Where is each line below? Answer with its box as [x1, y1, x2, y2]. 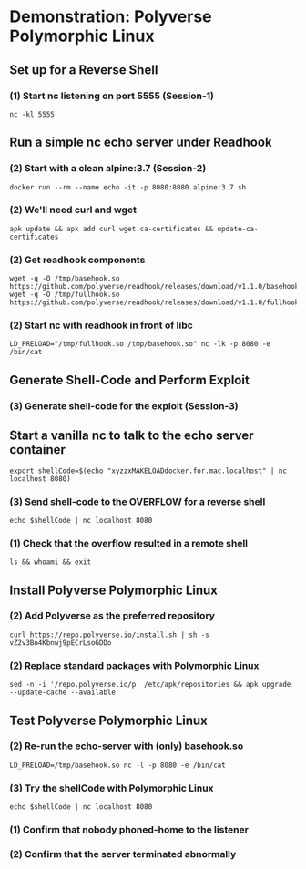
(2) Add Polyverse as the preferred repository [9, 609, 216, 622]
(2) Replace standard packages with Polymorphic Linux [9, 659, 260, 671]
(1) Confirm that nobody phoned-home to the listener [9, 823, 249, 836]
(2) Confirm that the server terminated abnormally [9, 847, 237, 860]
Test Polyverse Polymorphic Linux [9, 712, 208, 728]
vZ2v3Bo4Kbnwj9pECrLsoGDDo [9, 638, 112, 648]
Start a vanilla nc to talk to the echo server [9, 428, 254, 444]
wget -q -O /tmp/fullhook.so [9, 290, 120, 300]
